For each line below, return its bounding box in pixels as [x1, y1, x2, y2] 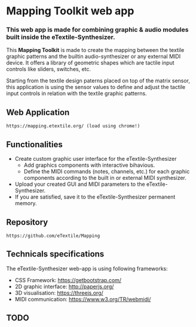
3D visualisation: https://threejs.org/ [14, 289, 103, 297]
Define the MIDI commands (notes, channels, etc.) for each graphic [23, 168, 190, 175]
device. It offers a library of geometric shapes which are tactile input [6, 59, 174, 66]
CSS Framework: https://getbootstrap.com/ [14, 276, 121, 283]
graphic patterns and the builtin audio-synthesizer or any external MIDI [6, 53, 181, 60]
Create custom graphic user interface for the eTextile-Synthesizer [14, 155, 177, 163]
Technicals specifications [6, 249, 105, 259]
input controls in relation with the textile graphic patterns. [6, 90, 148, 97]
